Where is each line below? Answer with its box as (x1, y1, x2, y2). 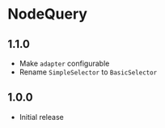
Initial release (19, 112, 64, 122)
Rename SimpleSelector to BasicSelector (19, 67, 158, 77)
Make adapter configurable (19, 58, 110, 68)
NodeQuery (7, 5, 88, 23)
